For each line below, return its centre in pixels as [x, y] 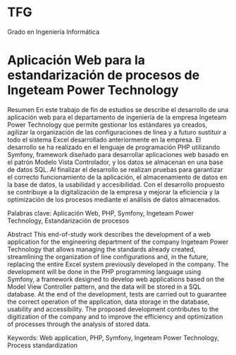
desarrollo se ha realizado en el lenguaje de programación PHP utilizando [114, 147]
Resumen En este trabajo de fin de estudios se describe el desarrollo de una [118, 109]
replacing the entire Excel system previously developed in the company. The [118, 264]
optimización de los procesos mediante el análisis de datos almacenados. [114, 199]
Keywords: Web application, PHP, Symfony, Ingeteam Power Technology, [113, 337]
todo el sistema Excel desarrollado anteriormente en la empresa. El [104, 139]
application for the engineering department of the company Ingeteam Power [118, 242]
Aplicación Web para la [76, 60]
